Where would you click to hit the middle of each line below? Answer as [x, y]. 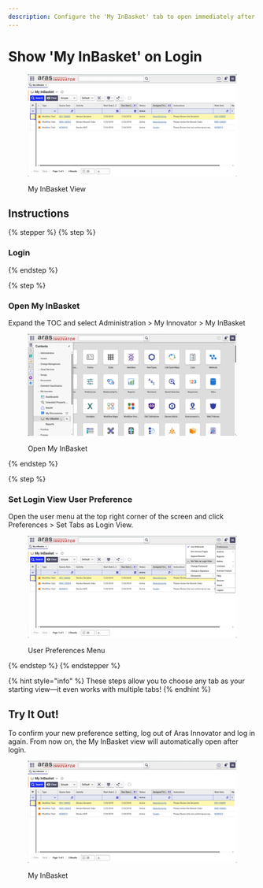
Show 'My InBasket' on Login [105, 56]
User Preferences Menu [67, 651]
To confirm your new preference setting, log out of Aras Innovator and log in [132, 734]
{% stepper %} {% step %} [52, 232]
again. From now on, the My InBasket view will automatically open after [123, 741]
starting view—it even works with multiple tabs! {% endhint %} [109, 689]
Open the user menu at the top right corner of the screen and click [116, 517]
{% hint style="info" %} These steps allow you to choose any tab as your [127, 681]
